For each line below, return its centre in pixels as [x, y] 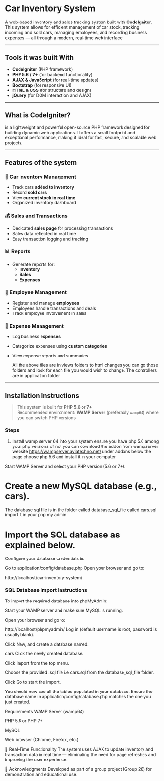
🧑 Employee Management [36, 292]
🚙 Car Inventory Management [41, 177]
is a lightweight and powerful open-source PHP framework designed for [78, 127]
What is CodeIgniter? [38, 115]
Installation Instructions [42, 395]
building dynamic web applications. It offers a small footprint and [70, 132]
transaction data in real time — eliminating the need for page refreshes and [81, 754]
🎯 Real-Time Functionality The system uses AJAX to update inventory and [79, 749]
